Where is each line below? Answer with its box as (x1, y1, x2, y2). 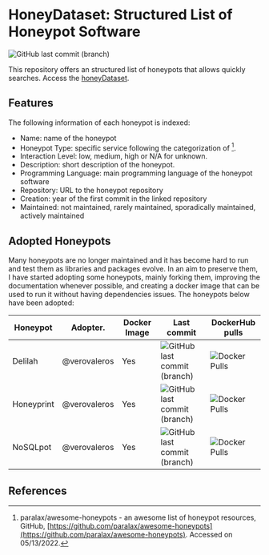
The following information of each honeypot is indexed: (8, 118, 191, 127)
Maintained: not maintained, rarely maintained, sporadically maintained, (19, 203, 256, 212)
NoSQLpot (12, 442, 52, 453)
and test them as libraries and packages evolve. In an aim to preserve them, (8, 264, 259, 274)
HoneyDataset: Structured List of (8, 6, 233, 24)
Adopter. (70, 322, 106, 333)
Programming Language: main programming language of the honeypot (19, 168, 253, 178)
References (8, 484, 67, 497)
